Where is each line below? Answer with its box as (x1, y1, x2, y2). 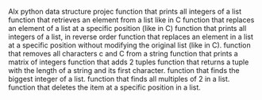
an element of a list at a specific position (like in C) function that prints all (8, 24, 247, 33)
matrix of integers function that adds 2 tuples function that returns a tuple (8, 57, 249, 67)
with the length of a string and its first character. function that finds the (8, 66, 240, 75)
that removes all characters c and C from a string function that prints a (8, 49, 238, 58)
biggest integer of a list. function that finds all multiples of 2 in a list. (8, 75, 230, 83)
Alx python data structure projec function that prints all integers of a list (8, 7, 242, 16)
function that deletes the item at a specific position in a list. (8, 83, 201, 92)
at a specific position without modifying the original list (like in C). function (8, 40, 252, 50)
